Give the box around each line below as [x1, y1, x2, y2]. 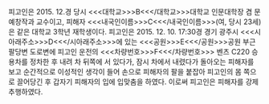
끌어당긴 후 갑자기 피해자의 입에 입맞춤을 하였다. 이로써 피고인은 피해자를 [16, 77, 244, 86]
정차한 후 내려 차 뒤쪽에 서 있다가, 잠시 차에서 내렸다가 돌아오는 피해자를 [29, 57, 255, 66]
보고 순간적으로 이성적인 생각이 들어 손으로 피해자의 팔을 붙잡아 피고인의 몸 [8, 67, 243, 76]
